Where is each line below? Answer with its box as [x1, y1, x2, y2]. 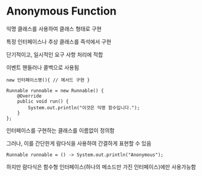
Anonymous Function [6, 4, 117, 18]
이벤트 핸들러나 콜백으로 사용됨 [6, 64, 80, 71]
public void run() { [17, 98, 69, 104]
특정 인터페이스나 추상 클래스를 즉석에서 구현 [6, 38, 112, 45]
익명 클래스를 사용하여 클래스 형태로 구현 [6, 25, 102, 32]
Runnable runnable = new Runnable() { [6, 87, 104, 93]
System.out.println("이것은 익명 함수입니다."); [28, 104, 140, 110]
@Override [17, 93, 42, 99]
